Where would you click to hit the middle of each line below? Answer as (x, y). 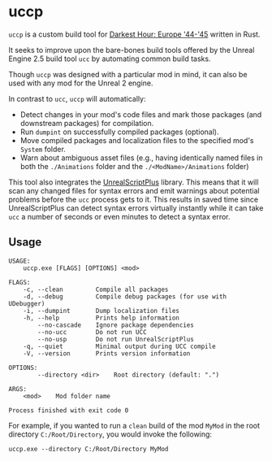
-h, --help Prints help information (101, 318)
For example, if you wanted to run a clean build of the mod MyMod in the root (134, 425)
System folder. (43, 149)
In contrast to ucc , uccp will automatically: (77, 98)
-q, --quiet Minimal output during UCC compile (120, 346)
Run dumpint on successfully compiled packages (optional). (119, 132)
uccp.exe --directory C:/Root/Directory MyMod (89, 449)
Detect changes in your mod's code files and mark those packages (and (141, 114)
